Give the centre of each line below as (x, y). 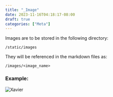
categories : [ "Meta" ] (28, 24)
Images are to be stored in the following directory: (57, 38)
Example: (17, 78)
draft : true (18, 19)
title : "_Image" (22, 10)
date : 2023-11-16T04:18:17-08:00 (40, 15)
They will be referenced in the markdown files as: (56, 57)
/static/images (21, 47)
